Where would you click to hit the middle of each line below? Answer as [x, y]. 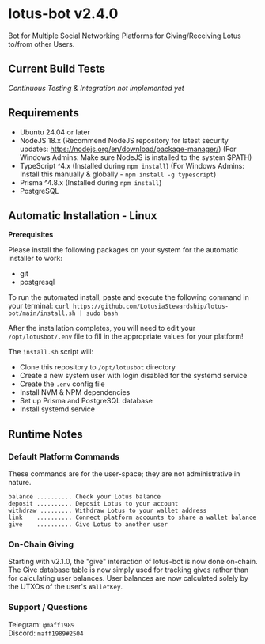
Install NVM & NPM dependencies [75, 392]
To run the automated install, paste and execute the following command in [129, 297]
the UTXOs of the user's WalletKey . [66, 587]
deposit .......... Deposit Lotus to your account [93, 504]
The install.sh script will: [51, 352]
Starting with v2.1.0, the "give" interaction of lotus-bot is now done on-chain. [133, 562]
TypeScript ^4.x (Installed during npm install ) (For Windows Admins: [132, 165]
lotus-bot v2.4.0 [63, 14]
